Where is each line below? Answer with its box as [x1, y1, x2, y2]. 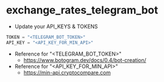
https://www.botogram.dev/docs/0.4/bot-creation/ [23, 56, 146, 63]
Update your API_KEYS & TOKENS [14, 23, 99, 30]
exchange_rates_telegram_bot [6, 4, 158, 17]
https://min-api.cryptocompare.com [23, 69, 111, 76]
